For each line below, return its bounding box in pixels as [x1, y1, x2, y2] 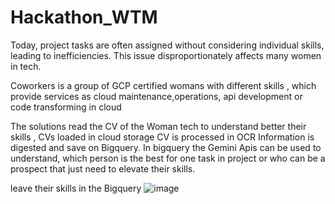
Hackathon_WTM [10, 6, 158, 29]
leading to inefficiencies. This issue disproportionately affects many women [10, 49, 322, 61]
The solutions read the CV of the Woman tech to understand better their [10, 120, 307, 132]
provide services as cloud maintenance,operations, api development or [10, 90, 303, 102]
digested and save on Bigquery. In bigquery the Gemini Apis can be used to [10, 141, 322, 153]
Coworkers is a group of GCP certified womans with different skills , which [10, 79, 317, 91]
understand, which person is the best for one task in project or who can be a [10, 152, 326, 164]
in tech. [10, 60, 42, 72]
